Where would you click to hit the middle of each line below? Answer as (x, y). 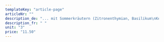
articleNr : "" (20, 14)
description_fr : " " (26, 23)
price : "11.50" (20, 32)
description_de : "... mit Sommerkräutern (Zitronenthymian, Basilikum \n (81, 18)
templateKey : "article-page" (35, 9)
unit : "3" (15, 28)
